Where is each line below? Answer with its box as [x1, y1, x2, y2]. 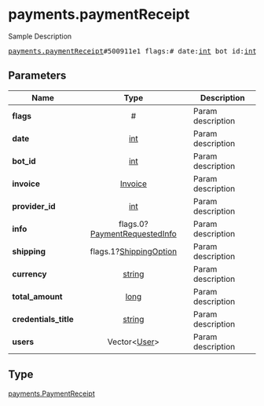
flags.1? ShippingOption [90, 246, 178, 257]
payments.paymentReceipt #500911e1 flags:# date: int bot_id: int [8, 46, 257, 56]
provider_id [12, 200, 57, 211]
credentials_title [12, 313, 75, 324]
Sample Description [8, 31, 72, 41]
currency [12, 269, 47, 280]
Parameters [8, 69, 67, 82]
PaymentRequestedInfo [90, 228, 177, 239]
